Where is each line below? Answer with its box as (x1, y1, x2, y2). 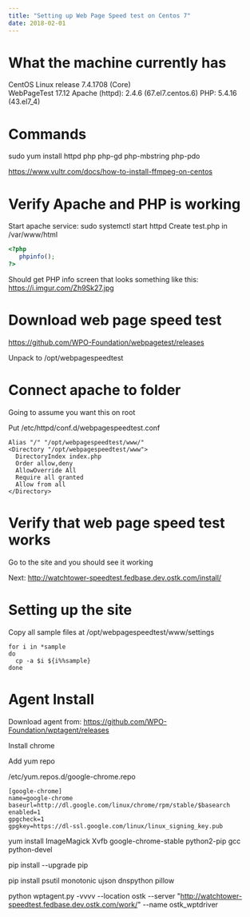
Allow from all (15, 480, 66, 488)
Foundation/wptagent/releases (8, 725, 109, 735)
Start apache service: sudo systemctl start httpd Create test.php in (8, 221, 228, 231)
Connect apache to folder (8, 381, 181, 400)
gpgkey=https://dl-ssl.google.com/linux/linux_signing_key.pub (8, 822, 224, 830)
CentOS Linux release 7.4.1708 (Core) (8, 80, 132, 90)
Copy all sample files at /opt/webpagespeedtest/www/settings (8, 627, 215, 636)
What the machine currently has (8, 54, 227, 72)
